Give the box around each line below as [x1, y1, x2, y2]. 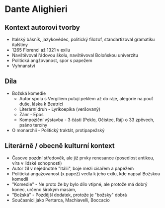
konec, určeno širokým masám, [11, 186, 77, 192]
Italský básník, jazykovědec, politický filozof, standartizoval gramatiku [11, 36, 155, 42]
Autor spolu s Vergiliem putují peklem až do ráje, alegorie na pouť [19, 95, 154, 101]
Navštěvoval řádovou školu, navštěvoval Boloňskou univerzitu [11, 52, 139, 58]
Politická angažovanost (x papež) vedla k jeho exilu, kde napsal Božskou [11, 170, 160, 177]
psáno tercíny [19, 122, 48, 128]
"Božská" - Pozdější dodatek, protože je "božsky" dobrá [11, 192, 127, 198]
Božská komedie [11, 90, 46, 96]
